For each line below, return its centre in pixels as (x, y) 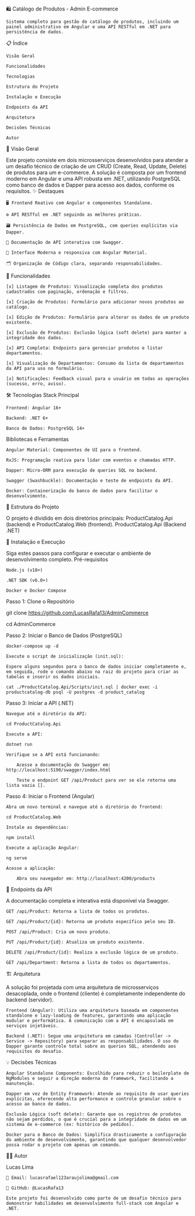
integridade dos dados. (35, 338)
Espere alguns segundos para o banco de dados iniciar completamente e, (96, 666)
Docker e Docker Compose (36, 590)
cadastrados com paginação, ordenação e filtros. (68, 292)
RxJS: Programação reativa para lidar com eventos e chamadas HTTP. (91, 460)
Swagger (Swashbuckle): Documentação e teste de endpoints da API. (90, 481)
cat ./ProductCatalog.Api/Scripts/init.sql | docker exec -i (82, 687)
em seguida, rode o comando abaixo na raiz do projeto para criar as (93, 672)
